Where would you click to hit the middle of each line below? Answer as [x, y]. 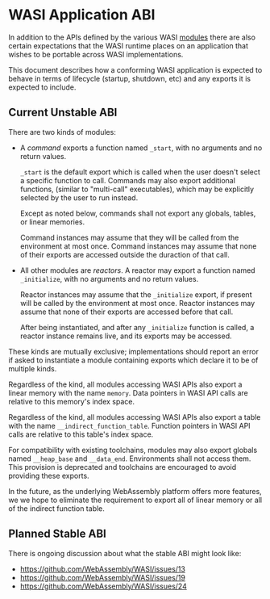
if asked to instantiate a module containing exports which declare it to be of [133, 360]
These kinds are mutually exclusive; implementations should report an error [134, 351]
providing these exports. [49, 475]
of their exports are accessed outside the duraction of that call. [125, 254]
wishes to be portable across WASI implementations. [96, 54]
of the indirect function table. [56, 508]
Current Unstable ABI [63, 113]
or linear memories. [52, 222]
